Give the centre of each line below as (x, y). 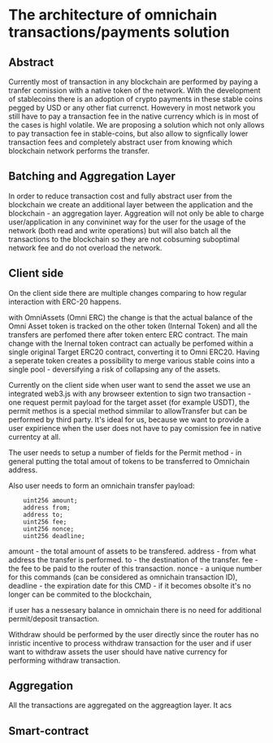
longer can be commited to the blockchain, (80, 594)
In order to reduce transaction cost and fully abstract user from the (121, 196)
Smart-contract (49, 730)
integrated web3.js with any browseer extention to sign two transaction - (130, 393)
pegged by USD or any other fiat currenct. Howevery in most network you (132, 108)
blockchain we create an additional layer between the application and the (131, 204)
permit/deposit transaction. (54, 619)
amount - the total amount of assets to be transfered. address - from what (132, 551)
